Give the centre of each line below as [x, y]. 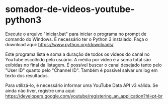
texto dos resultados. [27, 75]
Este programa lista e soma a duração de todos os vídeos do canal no [77, 54]
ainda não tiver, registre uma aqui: [40, 90]
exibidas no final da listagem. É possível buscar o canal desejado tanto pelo [83, 65]
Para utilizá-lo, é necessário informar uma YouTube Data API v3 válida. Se [82, 85]
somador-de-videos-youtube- [70, 9]
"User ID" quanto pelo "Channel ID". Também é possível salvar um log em [81, 70]
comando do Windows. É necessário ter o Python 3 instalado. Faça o [77, 39]
